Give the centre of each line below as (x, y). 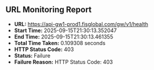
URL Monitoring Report (49, 10)
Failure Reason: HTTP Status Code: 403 (63, 62)
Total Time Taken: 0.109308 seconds (60, 43)
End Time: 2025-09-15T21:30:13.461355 (64, 36)
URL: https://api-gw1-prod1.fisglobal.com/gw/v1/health (81, 24)
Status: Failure (32, 55)
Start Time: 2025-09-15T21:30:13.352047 (65, 30)
